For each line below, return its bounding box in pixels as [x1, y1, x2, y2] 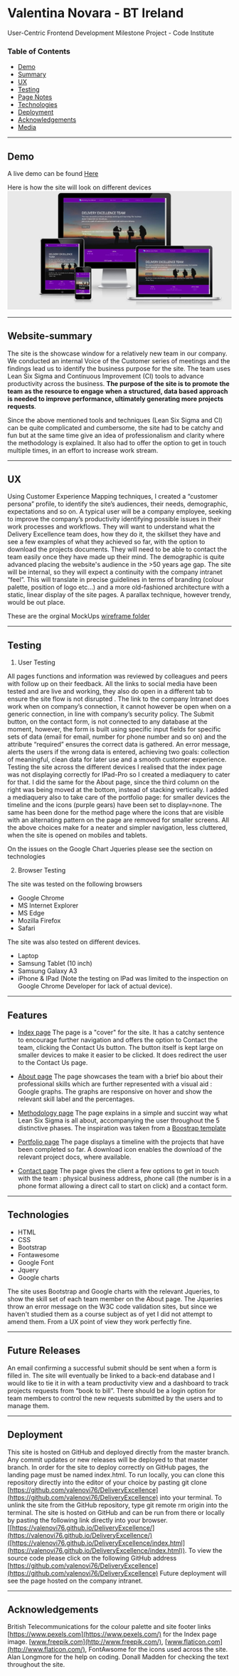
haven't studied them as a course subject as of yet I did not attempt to [7, 1309, 213, 1318]
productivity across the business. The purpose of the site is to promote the [7, 379, 230, 387]
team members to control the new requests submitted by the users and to [7, 1394, 223, 1402]
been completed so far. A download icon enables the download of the [17, 1145, 223, 1154]
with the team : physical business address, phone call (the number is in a [17, 1174, 231, 1183]
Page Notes [17, 93, 53, 101]
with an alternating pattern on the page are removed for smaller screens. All [7, 816, 230, 824]
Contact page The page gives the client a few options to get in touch [17, 1167, 219, 1175]
